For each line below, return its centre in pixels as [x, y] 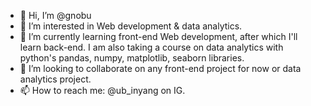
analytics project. [55, 79]
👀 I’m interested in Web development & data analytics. [131, 26]
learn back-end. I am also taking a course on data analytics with [151, 47]
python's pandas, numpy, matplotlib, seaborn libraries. [132, 58]
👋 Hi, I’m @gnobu [55, 15]
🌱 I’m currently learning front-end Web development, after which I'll [158, 36]
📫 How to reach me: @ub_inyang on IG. [102, 90]
